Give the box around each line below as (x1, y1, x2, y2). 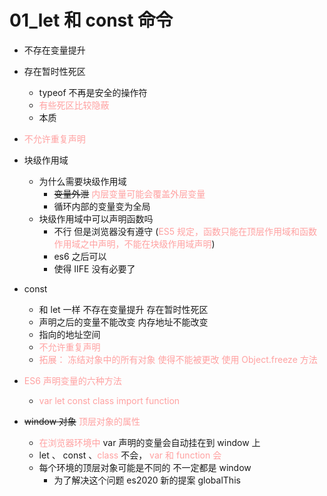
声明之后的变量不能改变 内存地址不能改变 (38, 316, 209, 328)
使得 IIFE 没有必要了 (53, 262, 136, 275)
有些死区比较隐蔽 (38, 99, 110, 111)
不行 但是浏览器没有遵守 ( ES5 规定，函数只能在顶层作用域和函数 (53, 225, 318, 237)
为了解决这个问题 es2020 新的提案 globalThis (53, 474, 241, 486)
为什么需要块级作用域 (38, 175, 127, 187)
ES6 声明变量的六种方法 (23, 374, 122, 386)
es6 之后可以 (53, 250, 107, 262)
